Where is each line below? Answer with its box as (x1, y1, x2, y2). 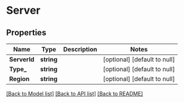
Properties (6, 28, 47, 38)
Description (63, 46, 97, 53)
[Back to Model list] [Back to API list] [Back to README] (6, 90, 143, 97)
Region (9, 75, 30, 83)
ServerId (9, 55, 35, 63)
